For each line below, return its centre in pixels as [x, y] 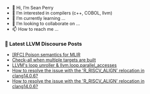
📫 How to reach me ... [35, 29]
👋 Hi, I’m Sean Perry [33, 8]
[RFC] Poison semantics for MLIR [46, 55]
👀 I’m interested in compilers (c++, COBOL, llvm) [62, 13]
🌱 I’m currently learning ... [39, 18]
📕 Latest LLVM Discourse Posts [43, 44]
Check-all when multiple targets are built [54, 60]
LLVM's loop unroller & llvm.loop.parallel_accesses [64, 65]
